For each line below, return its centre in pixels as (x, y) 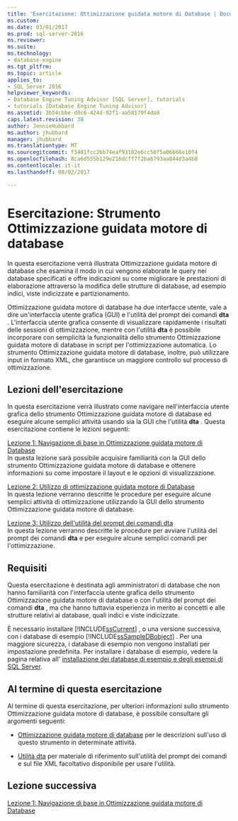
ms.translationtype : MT (42, 146)
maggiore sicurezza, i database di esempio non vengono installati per (109, 644)
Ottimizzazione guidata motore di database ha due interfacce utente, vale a (117, 307)
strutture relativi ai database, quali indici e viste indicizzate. (93, 615)
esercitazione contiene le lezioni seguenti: (69, 429)
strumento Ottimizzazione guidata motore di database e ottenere (102, 466)
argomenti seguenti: (36, 721)
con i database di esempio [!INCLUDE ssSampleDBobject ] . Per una (105, 637)
